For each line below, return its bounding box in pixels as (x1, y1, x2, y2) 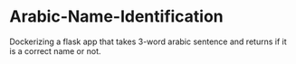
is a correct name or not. (9, 45, 101, 56)
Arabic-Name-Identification (9, 6, 224, 27)
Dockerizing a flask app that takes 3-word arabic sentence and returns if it (9, 36, 287, 47)
